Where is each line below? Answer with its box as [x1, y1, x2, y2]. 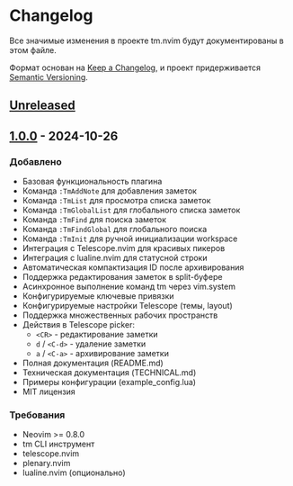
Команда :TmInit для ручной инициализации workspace [22, 233, 238, 244]
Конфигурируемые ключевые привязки [22, 291, 174, 301]
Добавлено [9, 155, 62, 167]
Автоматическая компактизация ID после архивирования [22, 262, 244, 273]
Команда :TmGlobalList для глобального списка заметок [22, 204, 241, 216]
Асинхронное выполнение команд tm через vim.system [22, 281, 236, 292]
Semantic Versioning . [9, 71, 88, 82]
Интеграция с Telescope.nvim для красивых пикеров [22, 243, 226, 254]
